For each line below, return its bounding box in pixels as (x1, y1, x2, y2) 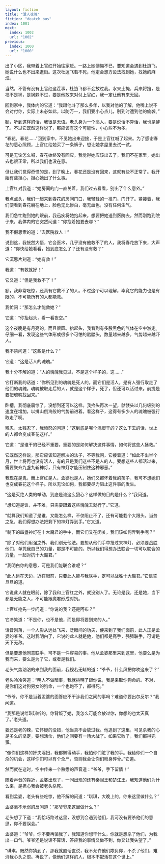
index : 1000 (9, 44, 34, 49)
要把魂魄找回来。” (5, 391, 40, 397)
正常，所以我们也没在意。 (18, 158, 70, 164)
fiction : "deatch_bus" (5, 16, 52, 21)
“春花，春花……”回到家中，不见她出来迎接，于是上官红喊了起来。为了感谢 (5, 135, 154, 141)
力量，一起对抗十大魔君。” (5, 552, 57, 557)
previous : (5, 39, 26, 44)
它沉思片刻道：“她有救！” (5, 256, 56, 262)
